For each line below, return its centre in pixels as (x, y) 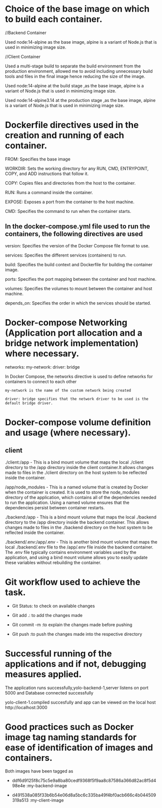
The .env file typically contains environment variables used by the (71, 552)
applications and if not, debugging (76, 664)
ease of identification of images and (79, 747)
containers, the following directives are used (74, 234)
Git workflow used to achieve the (73, 582)
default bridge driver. (29, 403)
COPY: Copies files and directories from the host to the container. (70, 183)
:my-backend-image (47, 786)
